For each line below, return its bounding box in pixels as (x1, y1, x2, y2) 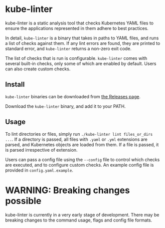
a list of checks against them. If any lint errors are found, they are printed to (5, 40, 161, 46)
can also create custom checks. (5, 66, 71, 72)
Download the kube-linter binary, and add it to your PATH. (5, 103, 126, 109)
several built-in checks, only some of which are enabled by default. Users (5, 60, 157, 66)
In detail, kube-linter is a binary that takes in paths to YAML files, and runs (5, 35, 159, 41)
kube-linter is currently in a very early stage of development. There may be (5, 212, 160, 218)
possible (5, 195, 41, 207)
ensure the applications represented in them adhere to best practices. (5, 25, 149, 31)
